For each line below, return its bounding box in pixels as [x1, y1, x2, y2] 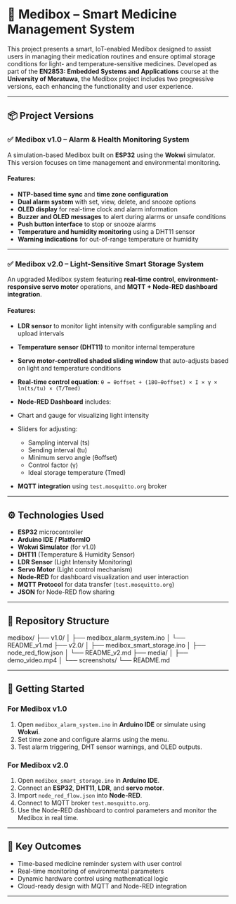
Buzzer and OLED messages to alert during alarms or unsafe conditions [17, 212, 227, 221]
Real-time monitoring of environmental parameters [17, 867, 164, 875]
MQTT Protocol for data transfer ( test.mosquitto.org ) [17, 581, 175, 589]
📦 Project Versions [7, 110, 94, 122]
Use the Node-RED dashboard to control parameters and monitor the [17, 806, 217, 815]
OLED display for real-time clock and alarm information [17, 204, 178, 213]
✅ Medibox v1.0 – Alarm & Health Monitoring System [7, 135, 190, 144]
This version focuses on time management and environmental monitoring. [7, 158, 221, 166]
